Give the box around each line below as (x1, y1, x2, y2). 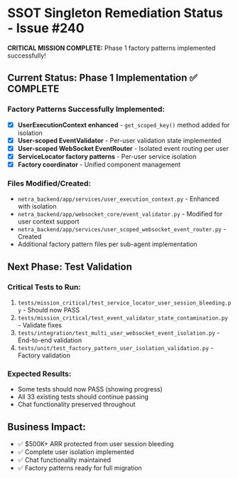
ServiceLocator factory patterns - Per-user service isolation (17, 152, 197, 161)
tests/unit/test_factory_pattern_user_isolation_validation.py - (17, 343, 214, 352)
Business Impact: (7, 421, 87, 433)
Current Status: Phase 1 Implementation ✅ (7, 72, 198, 84)
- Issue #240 (7, 20, 85, 36)
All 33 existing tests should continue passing (17, 393, 149, 401)
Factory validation (17, 351, 71, 359)
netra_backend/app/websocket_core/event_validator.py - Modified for (17, 210, 222, 219)
